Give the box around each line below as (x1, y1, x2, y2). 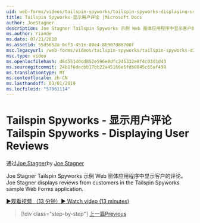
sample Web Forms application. (6, 185, 83, 192)
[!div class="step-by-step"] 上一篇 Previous (20, 210, 127, 217)
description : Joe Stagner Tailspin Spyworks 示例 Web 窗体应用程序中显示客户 (6, 25, 192, 32)
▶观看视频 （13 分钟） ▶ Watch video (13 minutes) (6, 197, 130, 205)
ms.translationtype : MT (6, 70, 65, 76)
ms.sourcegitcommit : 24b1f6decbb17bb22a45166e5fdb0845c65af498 (6, 64, 167, 70)
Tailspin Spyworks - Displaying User (6, 127, 189, 140)
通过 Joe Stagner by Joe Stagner (6, 159, 85, 167)
